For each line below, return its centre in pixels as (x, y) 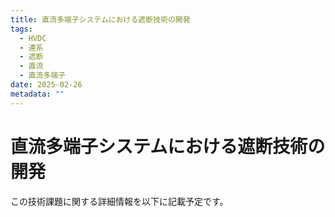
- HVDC (33, 38)
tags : (21, 29)
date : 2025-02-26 (46, 85)
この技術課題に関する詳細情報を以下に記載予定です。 (119, 201)
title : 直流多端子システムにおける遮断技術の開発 (100, 19)
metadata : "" (37, 94)
